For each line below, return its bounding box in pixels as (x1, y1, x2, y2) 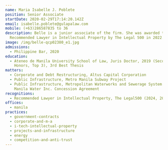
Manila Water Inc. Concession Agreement (14, 86, 99, 91)
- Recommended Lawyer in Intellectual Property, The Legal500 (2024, (9, 95, 157, 100)
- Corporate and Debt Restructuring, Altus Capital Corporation (9, 72, 146, 77)
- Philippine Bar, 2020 (9, 49, 59, 54)
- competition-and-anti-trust (9, 137, 72, 142)
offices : (5, 100, 23, 105)
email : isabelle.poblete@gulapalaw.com (5, 21, 88, 26)
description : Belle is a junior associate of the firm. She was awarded (5, 30, 160, 35)
